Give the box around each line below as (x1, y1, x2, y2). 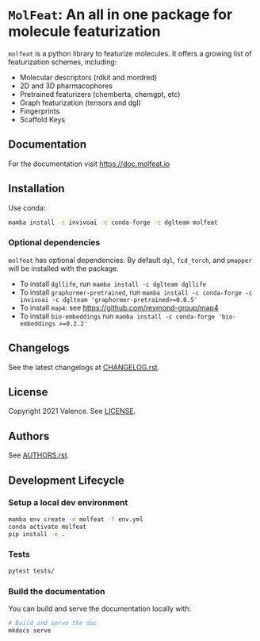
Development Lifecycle (8, 473, 125, 487)
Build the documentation (8, 585, 105, 597)
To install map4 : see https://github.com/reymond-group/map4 (19, 303, 219, 312)
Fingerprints (19, 106, 60, 116)
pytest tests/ (8, 566, 55, 575)
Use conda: (8, 203, 46, 212)
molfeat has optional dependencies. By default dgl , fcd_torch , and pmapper (8, 255, 252, 265)
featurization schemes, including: (8, 57, 117, 67)
